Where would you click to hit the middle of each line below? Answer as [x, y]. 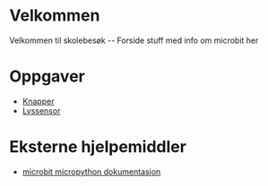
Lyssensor [41, 110]
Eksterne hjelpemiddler [98, 147]
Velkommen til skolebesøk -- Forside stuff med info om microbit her [134, 40]
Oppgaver [47, 76]
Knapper [38, 101]
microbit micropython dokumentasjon [91, 172]
